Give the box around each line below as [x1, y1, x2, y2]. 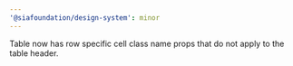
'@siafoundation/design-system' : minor [9, 13, 161, 23]
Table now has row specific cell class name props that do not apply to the [9, 38, 285, 49]
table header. [9, 47, 59, 59]
